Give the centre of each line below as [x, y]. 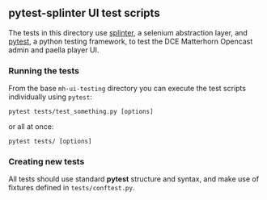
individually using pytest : [51, 97]
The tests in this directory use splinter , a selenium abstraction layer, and [128, 32]
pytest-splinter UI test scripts [84, 13]
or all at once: [31, 127]
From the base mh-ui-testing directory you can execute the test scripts [127, 89]
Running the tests [44, 70]
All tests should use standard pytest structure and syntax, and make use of [134, 179]
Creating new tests [47, 162]
